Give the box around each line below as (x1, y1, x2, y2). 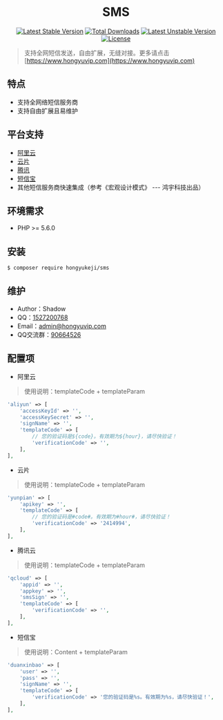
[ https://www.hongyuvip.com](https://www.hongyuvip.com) (23, 56, 195, 64)
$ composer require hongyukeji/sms (7, 264, 110, 272)
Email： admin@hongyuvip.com (17, 322, 107, 330)
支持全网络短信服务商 (17, 98, 78, 106)
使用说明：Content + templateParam (23, 647, 128, 656)
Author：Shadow (17, 305, 66, 313)
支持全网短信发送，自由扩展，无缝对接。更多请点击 (23, 48, 170, 57)
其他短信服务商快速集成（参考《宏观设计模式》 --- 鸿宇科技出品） (17, 183, 205, 191)
